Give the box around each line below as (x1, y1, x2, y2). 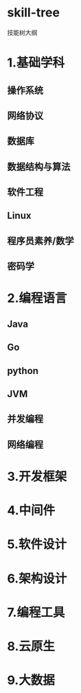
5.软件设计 (7, 537, 67, 552)
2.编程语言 (7, 290, 67, 306)
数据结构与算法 (7, 161, 71, 172)
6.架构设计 (7, 571, 67, 586)
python (7, 365, 39, 377)
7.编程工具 (7, 604, 65, 620)
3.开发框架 (7, 469, 67, 484)
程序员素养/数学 (7, 235, 74, 246)
